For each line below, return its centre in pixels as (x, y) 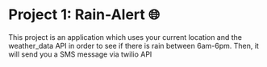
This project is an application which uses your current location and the (125, 37)
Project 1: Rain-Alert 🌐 (84, 15)
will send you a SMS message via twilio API (80, 54)
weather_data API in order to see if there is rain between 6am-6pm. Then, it (134, 45)
